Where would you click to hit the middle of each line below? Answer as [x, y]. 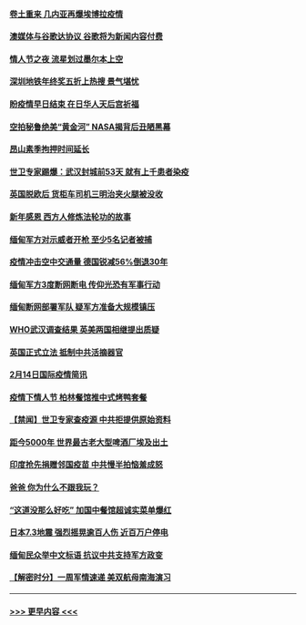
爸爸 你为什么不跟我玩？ [55, 487]
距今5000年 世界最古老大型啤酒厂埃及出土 [89, 442]
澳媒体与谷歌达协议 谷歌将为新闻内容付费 [87, 36]
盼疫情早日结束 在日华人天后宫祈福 [74, 104]
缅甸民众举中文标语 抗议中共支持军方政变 [87, 555]
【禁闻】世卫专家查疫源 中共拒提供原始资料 [90, 420]
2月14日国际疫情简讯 [49, 374]
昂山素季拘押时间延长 [49, 149]
